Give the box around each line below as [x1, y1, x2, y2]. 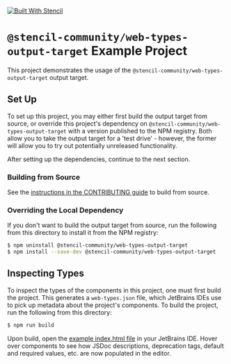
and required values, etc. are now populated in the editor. [7, 349, 172, 357]
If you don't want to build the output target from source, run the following [7, 221, 217, 229]
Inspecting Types [7, 267, 85, 279]
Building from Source [7, 172, 81, 182]
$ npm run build [7, 322, 54, 329]
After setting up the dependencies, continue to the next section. [7, 155, 191, 163]
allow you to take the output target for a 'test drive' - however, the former [7, 134, 217, 142]
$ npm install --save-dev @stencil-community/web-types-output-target [7, 249, 216, 256]
